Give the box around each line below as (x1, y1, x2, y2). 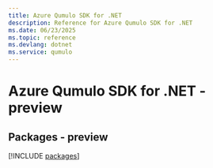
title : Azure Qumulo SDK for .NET (8, 11, 123, 20)
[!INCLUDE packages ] (8, 151, 80, 160)
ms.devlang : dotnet (8, 41, 73, 49)
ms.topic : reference (8, 33, 77, 42)
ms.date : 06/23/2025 (8, 26, 77, 34)
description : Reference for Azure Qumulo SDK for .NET (8, 19, 193, 27)
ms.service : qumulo (8, 48, 73, 56)
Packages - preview (8, 130, 108, 144)
